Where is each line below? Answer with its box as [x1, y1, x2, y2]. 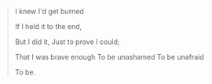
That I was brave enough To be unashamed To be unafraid [14, 53, 205, 61]
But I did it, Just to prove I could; [14, 37, 120, 46]
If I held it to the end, [14, 22, 82, 31]
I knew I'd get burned [14, 7, 84, 16]
